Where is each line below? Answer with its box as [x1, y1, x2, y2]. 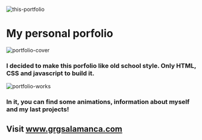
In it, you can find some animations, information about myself [6, 98, 190, 106]
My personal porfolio [6, 27, 113, 40]
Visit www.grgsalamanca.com [6, 124, 122, 134]
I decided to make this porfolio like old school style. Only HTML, [6, 61, 197, 70]
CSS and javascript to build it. [6, 69, 95, 78]
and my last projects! [6, 105, 69, 114]
